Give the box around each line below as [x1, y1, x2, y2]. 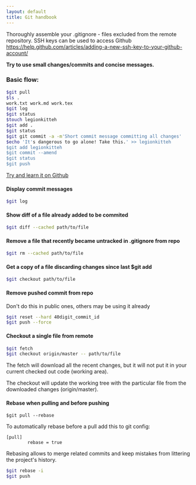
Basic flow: [6, 75, 39, 84]
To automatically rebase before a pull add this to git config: [6, 423, 150, 430]
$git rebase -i [6, 468, 44, 474]
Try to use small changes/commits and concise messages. [6, 61, 154, 68]
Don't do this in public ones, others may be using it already [6, 302, 150, 309]
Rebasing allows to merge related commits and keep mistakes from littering [6, 450, 190, 457]
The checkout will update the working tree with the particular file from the [6, 379, 186, 386]
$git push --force [6, 319, 52, 325]
